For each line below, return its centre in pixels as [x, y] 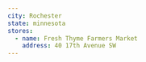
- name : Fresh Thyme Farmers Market [76, 38]
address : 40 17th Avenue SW [69, 46]
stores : [21, 31]
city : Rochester [35, 16]
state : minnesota [37, 23]
